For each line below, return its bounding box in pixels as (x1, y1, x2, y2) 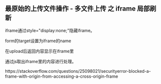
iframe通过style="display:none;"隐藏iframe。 (5, 27, 95, 33)
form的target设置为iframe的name (5, 38, 72, 44)
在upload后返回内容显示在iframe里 (5, 48, 74, 54)
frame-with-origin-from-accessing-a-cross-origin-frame (5, 73, 118, 79)
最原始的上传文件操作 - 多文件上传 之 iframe (5, 4, 136, 13)
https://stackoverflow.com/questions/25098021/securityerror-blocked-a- (5, 68, 151, 74)
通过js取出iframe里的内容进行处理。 (5, 58, 76, 64)
